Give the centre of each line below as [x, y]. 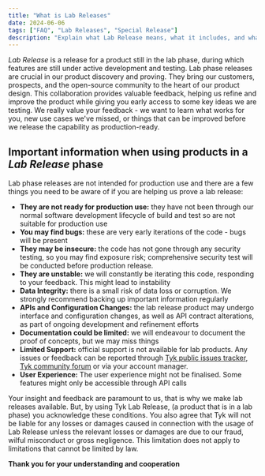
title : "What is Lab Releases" [60, 15]
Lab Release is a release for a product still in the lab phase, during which [126, 60]
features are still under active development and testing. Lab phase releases [130, 69]
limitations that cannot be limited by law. [73, 449]
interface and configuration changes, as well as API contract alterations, [137, 316]
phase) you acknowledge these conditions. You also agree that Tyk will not [130, 415]
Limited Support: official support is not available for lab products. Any [134, 350]
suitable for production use [63, 224]
